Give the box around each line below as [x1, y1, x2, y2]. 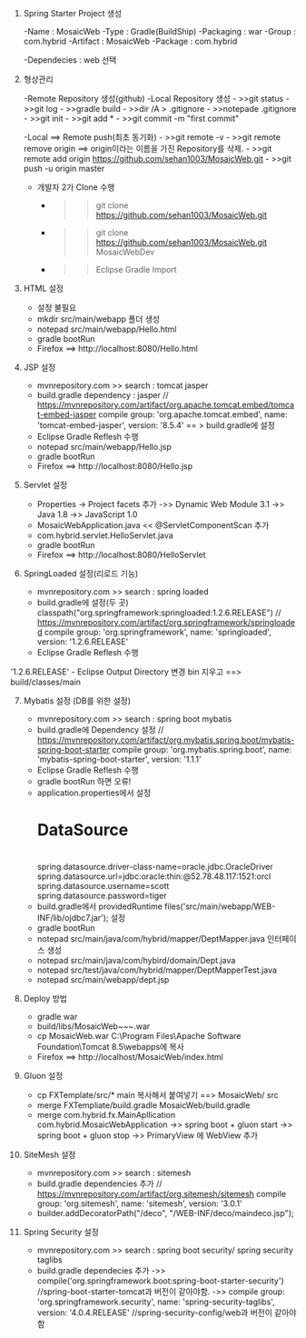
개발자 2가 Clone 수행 [36, 182, 115, 193]
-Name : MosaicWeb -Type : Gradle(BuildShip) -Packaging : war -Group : [23, 26, 296, 36]
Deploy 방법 [23, 994, 67, 1004]
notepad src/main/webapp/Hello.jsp [36, 442, 172, 452]
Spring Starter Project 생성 [23, 8, 122, 18]
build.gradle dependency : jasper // [36, 390, 169, 400]
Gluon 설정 [23, 1071, 64, 1082]
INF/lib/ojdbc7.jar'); [36, 913, 109, 924]
